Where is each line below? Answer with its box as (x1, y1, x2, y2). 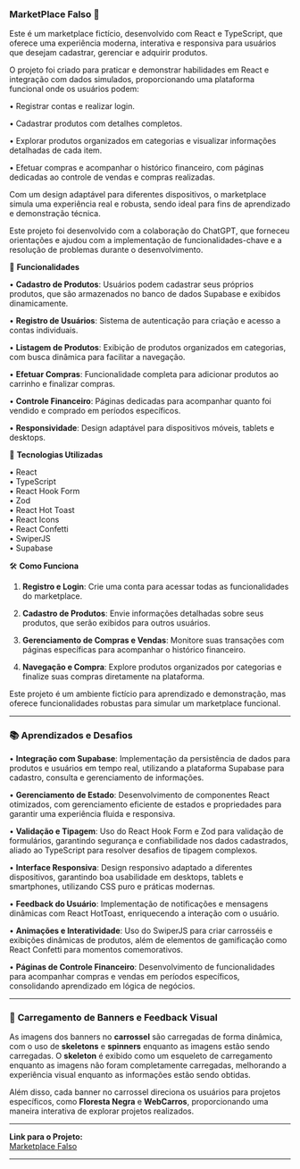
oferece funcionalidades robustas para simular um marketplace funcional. (9, 698, 281, 709)
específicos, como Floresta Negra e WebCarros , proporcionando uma (9, 1096, 269, 1106)
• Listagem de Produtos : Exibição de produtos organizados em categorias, (9, 342, 287, 353)
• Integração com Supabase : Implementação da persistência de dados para (9, 753, 291, 763)
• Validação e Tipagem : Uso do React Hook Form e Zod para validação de (9, 826, 284, 837)
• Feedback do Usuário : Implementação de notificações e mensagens (9, 898, 269, 909)
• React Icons (9, 514, 60, 526)
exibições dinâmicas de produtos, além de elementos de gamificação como (9, 934, 287, 946)
